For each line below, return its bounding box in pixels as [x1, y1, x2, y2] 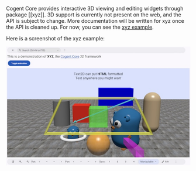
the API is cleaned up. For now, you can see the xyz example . [6, 23, 154, 30]
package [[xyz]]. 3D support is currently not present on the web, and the [6, 11, 181, 18]
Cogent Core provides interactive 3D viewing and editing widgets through [6, 5, 184, 12]
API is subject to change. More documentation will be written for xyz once [6, 18, 184, 24]
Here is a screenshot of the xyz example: [6, 35, 105, 42]
